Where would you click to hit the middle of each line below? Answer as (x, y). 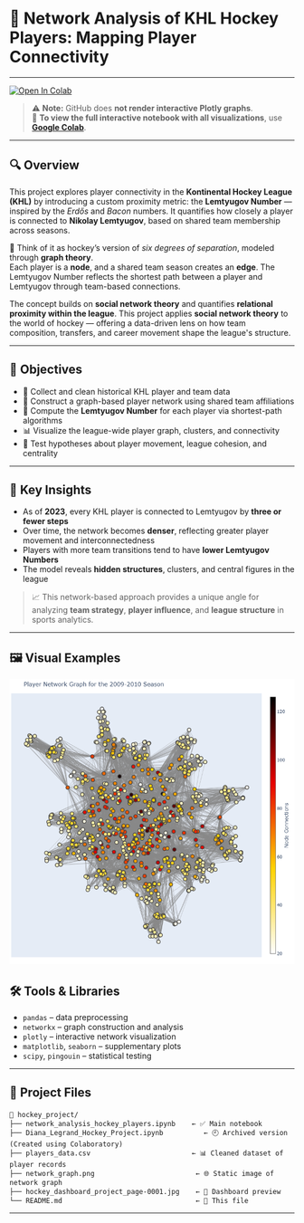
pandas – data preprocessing (75, 1017)
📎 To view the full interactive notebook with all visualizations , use (157, 118)
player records (38, 1164)
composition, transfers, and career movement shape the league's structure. (150, 332)
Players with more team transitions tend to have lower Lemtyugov (146, 550)
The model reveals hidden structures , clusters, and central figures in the (158, 569)
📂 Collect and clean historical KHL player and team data (126, 391)
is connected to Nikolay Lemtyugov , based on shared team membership (145, 220)
